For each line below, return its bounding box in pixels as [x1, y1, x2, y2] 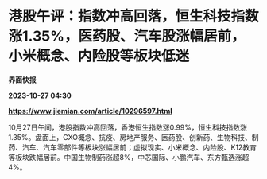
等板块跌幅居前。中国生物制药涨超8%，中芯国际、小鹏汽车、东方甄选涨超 [8, 152, 250, 161]
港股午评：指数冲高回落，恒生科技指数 [8, 7, 260, 25]
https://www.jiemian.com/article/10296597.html [8, 106, 172, 115]
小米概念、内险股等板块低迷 [8, 47, 190, 65]
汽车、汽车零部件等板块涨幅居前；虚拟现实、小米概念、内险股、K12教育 [21, 142, 257, 152]
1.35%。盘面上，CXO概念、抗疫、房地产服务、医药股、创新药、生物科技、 [8, 132, 252, 142]
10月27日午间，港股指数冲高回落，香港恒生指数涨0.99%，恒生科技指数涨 [8, 123, 248, 132]
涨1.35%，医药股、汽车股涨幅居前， [8, 27, 246, 45]
